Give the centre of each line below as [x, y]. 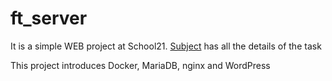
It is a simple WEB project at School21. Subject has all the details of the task [166, 46]
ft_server [49, 18]
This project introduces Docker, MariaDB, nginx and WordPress [140, 65]
